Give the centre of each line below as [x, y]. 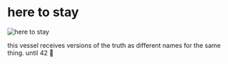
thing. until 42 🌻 [31, 53]
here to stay [43, 12]
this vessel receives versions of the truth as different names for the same [114, 45]
